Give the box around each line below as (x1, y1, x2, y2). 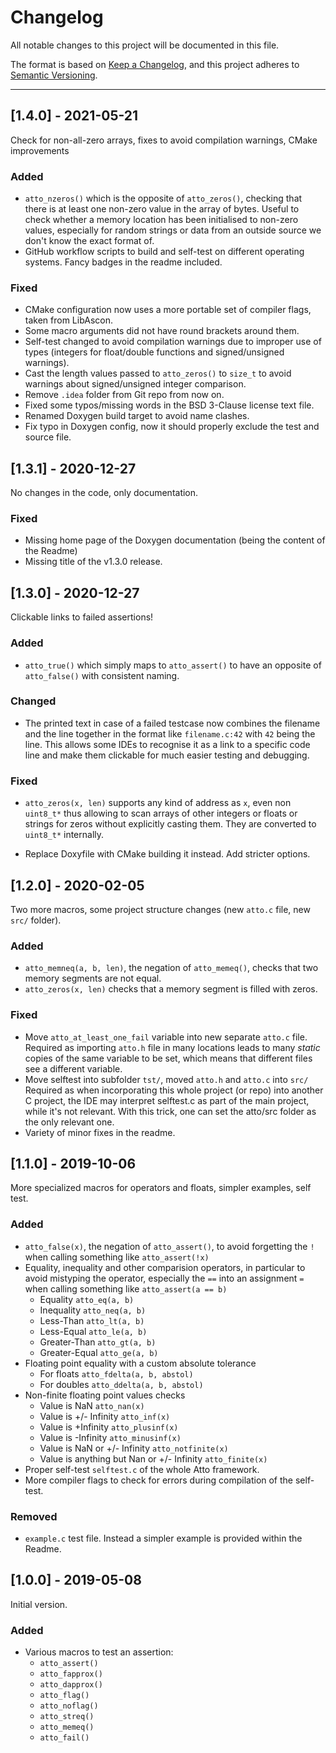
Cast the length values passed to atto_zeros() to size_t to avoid (24, 367, 292, 380)
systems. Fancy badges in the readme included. (24, 256, 223, 268)
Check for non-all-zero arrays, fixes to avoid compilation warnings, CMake (10, 134, 318, 146)
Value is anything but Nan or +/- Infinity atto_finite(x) (39, 1452, 268, 1465)
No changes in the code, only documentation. (10, 487, 199, 499)
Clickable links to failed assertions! (10, 611, 154, 623)
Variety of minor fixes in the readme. (24, 1126, 176, 1138)
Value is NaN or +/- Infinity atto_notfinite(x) (39, 1442, 229, 1454)
